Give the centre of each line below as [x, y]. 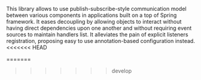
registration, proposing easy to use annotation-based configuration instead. [101, 41]
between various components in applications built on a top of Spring [91, 15]
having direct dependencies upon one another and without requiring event [99, 28]
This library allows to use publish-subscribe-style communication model [96, 9]
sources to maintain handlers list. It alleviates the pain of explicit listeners [97, 35]
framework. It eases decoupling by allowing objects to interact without [94, 22]
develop [122, 71]
